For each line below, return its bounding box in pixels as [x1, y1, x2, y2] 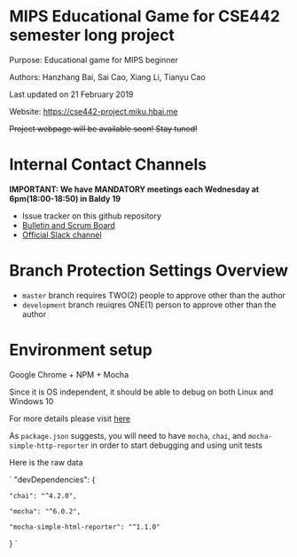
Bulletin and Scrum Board [21, 219, 115, 230]
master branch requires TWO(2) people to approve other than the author [21, 290, 286, 300]
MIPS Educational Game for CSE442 [9, 6, 281, 27]
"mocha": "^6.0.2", [9, 506, 82, 516]
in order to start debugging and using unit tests [90, 440, 263, 450]
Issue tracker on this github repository [21, 211, 162, 221]
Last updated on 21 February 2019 [9, 89, 134, 99]
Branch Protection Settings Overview [9, 260, 289, 281]
